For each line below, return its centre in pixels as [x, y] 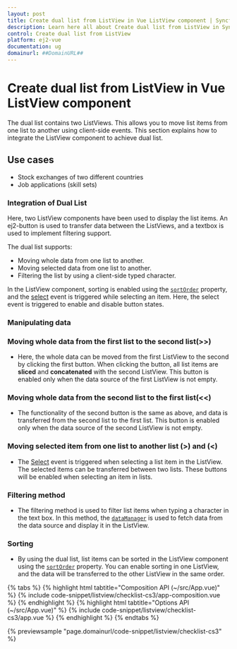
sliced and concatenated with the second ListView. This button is [113, 372]
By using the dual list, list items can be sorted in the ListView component [123, 559]
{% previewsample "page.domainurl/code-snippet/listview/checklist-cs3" [115, 631]
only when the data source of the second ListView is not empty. [110, 428]
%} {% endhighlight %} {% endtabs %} [103, 618]
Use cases [31, 160]
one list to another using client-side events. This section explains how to [112, 130]
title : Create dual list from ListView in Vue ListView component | [110, 20]
